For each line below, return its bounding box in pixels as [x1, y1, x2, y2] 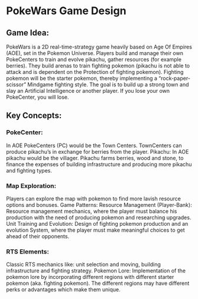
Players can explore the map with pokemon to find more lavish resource [6, 195, 181, 202]
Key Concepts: [6, 110, 62, 121]
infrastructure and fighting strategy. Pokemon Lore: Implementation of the [6, 267, 186, 274]
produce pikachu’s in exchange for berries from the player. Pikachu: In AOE [6, 148, 189, 155]
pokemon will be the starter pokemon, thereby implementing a [6, 75, 158, 82]
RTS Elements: [6, 247, 49, 255]
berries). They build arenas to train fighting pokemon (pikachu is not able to [6, 62, 190, 69]
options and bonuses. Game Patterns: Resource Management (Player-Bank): [6, 201, 192, 208]
